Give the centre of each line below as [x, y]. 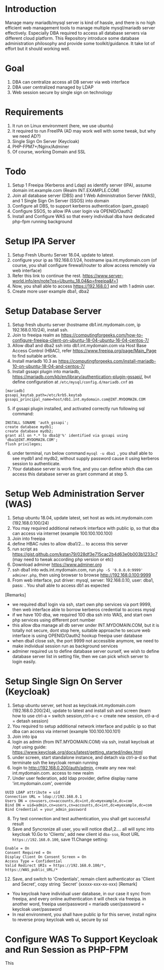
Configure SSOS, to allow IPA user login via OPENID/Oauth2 [72, 211]
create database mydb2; [29, 431]
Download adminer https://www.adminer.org [57, 565]
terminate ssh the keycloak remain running [55, 762]
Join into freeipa [29, 538]
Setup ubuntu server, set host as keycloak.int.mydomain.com [74, 705]
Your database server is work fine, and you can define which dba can [82, 469]
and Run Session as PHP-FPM [67, 950]
